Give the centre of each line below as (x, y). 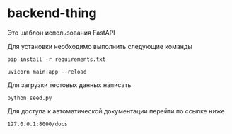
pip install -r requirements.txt (57, 59)
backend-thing (52, 13)
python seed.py (30, 98)
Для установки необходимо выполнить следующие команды (100, 46)
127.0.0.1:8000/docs (38, 124)
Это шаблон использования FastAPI (61, 33)
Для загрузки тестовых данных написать (69, 85)
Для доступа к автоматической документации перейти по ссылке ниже (116, 111)
